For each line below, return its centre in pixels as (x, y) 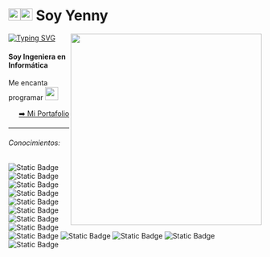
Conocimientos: (34, 143)
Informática (28, 65)
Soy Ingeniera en (37, 56)
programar (26, 97)
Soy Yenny (72, 16)
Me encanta (28, 83)
